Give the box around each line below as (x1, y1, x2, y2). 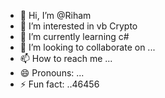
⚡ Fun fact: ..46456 (19, 78, 100, 90)
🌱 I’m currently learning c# (19, 31, 130, 42)
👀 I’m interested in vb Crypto (19, 20, 138, 32)
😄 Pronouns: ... (19, 67, 85, 79)
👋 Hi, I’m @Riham (19, 10, 92, 21)
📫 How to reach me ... (19, 53, 113, 64)
